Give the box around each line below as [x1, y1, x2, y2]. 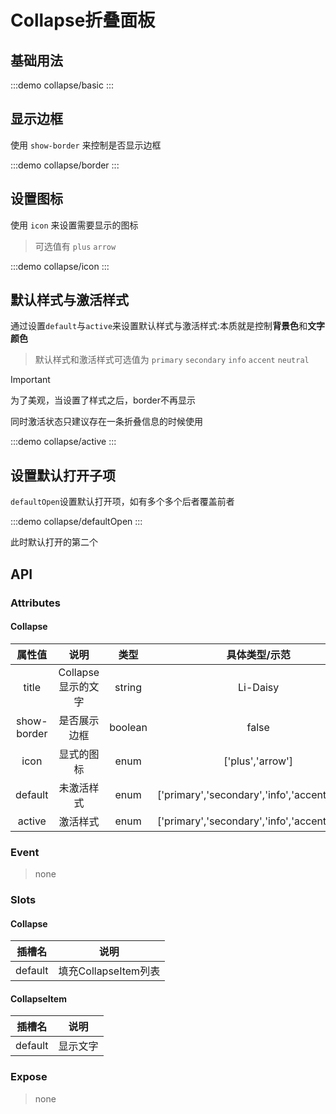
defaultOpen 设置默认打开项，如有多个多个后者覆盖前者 [10, 496, 235, 508]
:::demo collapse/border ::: [10, 159, 120, 171]
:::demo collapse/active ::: [10, 436, 117, 448]
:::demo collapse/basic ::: [10, 79, 115, 91]
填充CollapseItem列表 [58, 964, 161, 978]
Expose [10, 1070, 48, 1084]
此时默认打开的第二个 [10, 536, 98, 548]
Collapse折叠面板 [10, 9, 156, 32]
